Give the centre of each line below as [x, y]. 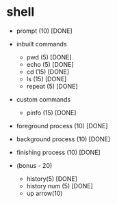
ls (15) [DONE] [47, 78]
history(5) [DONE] [52, 179]
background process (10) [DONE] [63, 139]
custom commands [43, 99]
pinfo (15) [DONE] [51, 113]
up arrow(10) [44, 193]
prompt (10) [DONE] [44, 31]
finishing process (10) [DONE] [58, 152]
